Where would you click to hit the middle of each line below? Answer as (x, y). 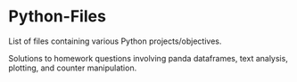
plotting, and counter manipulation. (73, 68)
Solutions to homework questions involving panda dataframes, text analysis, (148, 58)
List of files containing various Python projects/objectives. (115, 41)
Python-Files (57, 16)
